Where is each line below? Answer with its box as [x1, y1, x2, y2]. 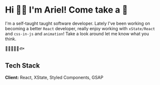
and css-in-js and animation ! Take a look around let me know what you [5, 31, 149, 36]
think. [5, 36, 17, 42]
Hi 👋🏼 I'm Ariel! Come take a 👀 [5, 4, 128, 16]
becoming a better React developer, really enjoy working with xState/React [5, 25, 155, 31]
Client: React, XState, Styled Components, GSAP [5, 74, 103, 80]
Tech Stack [5, 62, 40, 70]
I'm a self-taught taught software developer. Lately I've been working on [5, 20, 150, 26]
